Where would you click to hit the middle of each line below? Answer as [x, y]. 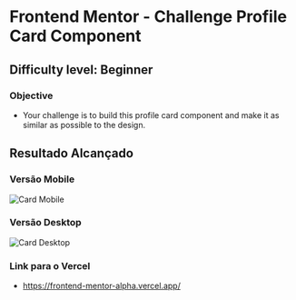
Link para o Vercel [50, 265]
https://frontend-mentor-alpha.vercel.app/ [102, 286]
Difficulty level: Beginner [81, 70]
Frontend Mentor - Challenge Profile [148, 17]
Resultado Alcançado [72, 153]
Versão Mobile [42, 179]
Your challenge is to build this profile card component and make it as [151, 115]
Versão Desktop [45, 223]
